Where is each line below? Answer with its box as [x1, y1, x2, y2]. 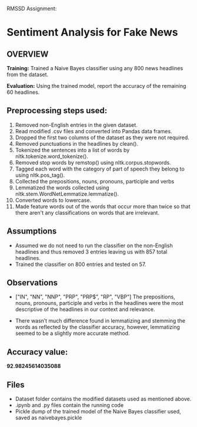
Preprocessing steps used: [6, 106, 108, 116]
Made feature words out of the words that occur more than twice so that [15, 203, 191, 210]
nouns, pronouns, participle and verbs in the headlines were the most [15, 300, 184, 307]
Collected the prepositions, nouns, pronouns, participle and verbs [15, 178, 175, 185]
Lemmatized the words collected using [15, 184, 109, 191]
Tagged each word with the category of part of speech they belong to [15, 165, 185, 172]
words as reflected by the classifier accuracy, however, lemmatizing [15, 324, 180, 331]
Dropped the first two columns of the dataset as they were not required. [15, 134, 190, 141]
